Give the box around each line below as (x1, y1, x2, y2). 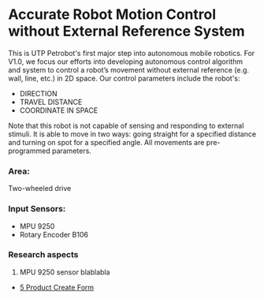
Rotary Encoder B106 (19, 230, 89, 239)
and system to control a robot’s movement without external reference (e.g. (8, 65, 250, 74)
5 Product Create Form (19, 282, 95, 292)
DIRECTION (19, 88, 58, 98)
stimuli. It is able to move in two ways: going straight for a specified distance (8, 129, 257, 139)
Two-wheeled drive (8, 184, 72, 193)
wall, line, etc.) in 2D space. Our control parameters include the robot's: (8, 73, 240, 83)
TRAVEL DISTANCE (19, 97, 83, 107)
